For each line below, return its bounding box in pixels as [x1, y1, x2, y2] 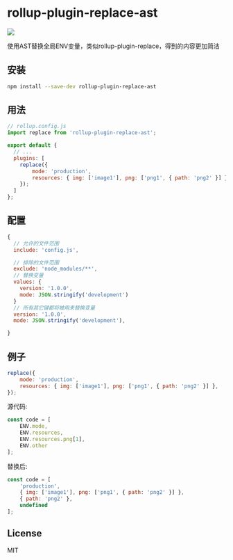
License [7, 527, 42, 540]
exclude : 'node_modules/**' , [13, 266, 98, 273]
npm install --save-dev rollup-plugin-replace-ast [7, 83, 157, 90]
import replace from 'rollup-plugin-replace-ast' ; [7, 129, 157, 136]
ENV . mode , [19, 423, 49, 430]
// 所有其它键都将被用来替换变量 [13, 304, 96, 311]
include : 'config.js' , [13, 246, 79, 253]
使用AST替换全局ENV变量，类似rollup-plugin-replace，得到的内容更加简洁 [7, 42, 220, 50]
